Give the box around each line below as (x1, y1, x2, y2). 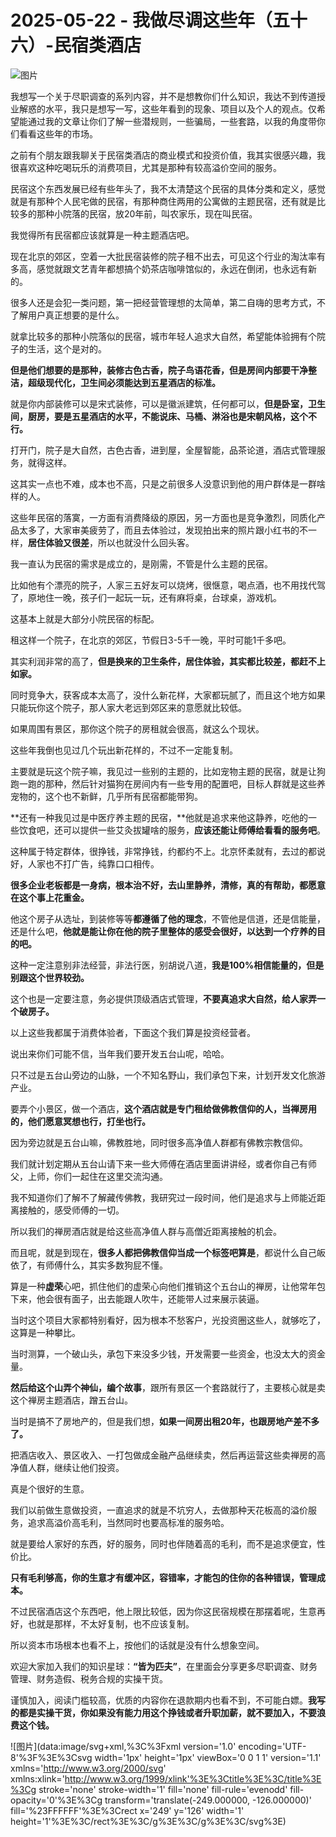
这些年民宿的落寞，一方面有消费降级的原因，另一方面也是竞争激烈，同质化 (10, 511, 317, 523)
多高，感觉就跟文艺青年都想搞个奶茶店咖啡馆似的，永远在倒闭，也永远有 (10, 262, 308, 275)
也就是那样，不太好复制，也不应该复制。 (27, 1617, 195, 1630)
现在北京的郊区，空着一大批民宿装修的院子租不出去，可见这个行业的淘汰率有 (10, 250, 326, 262)
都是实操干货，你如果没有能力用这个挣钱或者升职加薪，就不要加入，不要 (18, 1706, 317, 1718)
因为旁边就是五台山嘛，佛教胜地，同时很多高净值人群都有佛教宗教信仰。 (10, 1136, 308, 1148)
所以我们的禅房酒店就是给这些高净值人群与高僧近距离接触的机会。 (10, 1225, 282, 1237)
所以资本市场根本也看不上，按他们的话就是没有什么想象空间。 (10, 1639, 265, 1651)
